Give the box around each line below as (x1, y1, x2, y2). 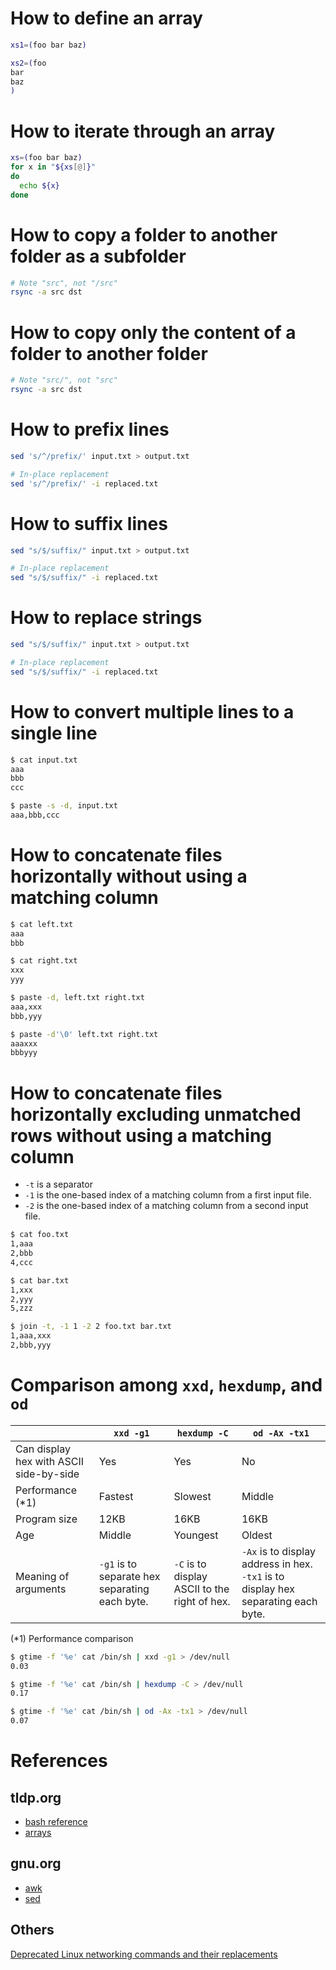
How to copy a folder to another (10, 223, 278, 246)
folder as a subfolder (10, 245, 187, 267)
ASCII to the (173, 1582, 230, 1596)
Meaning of (15, 1569, 70, 1583)
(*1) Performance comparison (10, 1632, 134, 1644)
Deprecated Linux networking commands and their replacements (10, 1948, 278, 1960)
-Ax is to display (241, 1544, 316, 1558)
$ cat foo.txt (10, 1230, 70, 1240)
